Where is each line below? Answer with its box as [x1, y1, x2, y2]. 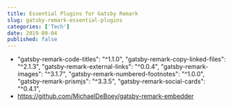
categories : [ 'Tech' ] [7, 23, 70, 30]
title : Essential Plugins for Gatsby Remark [7, 10, 138, 17]
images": [17, 70, 44, 79]
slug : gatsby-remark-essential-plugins [7, 17, 123, 24]
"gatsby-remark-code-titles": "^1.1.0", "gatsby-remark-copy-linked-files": [17, 55, 226, 63]
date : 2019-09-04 [7, 29, 58, 37]
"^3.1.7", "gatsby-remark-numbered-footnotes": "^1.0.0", [44, 70, 205, 79]
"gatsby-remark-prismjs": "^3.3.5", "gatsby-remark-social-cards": [17, 77, 206, 85]
